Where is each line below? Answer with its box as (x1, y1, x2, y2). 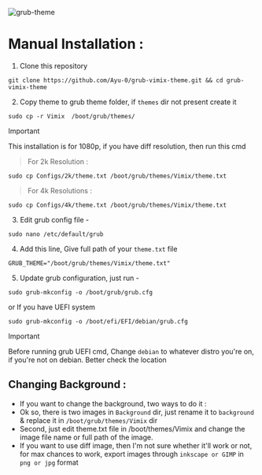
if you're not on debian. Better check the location (8, 355, 167, 365)
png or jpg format (19, 458, 79, 467)
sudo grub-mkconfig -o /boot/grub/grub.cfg (8, 288, 153, 296)
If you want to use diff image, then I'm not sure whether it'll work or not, (19, 440, 253, 450)
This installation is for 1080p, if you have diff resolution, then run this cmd (8, 141, 246, 151)
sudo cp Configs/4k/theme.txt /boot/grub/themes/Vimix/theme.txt (8, 201, 227, 209)
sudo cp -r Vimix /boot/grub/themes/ (8, 112, 135, 120)
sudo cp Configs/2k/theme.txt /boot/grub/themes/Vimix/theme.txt (8, 172, 227, 180)
